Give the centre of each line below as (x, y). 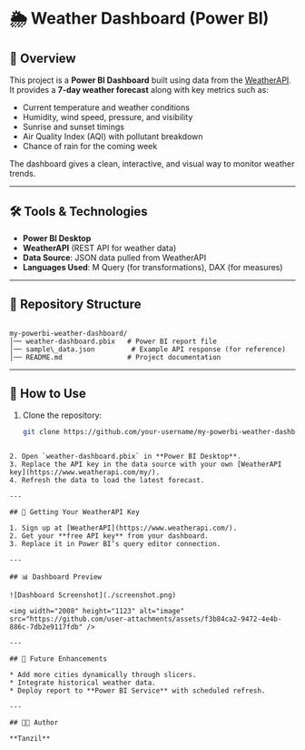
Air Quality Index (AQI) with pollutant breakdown (113, 137)
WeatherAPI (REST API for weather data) (99, 248)
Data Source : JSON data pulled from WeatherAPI (114, 258)
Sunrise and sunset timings (74, 127)
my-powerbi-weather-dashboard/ (69, 333)
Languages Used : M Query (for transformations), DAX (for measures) (152, 267)
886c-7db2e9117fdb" (46, 627)
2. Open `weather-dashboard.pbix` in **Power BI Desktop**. (126, 457)
